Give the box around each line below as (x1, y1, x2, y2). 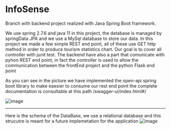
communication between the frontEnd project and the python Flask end (5, 62, 155, 68)
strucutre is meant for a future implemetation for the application (5, 118, 139, 124)
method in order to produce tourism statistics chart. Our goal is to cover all (5, 46, 162, 52)
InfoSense (5, 4, 49, 15)
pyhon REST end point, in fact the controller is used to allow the (5, 57, 139, 63)
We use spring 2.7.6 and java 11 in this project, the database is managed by (5, 30, 162, 36)
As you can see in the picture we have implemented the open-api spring (5, 77, 157, 83)
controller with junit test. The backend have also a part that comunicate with (5, 52, 165, 58)
